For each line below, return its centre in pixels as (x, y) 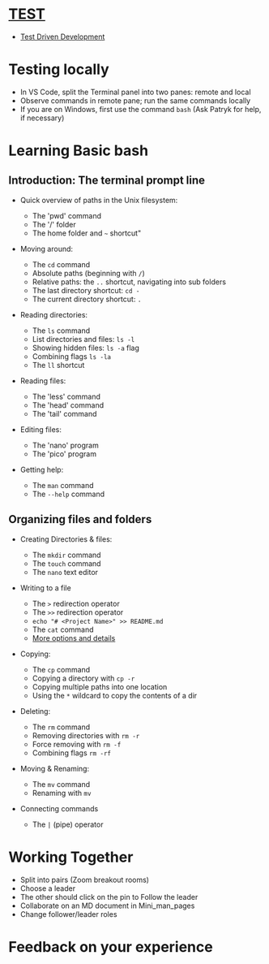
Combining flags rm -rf (72, 753)
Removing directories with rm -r (86, 735)
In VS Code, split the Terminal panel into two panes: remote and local (135, 92)
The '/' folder (54, 224)
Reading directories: (53, 314)
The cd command (61, 264)
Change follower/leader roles (68, 914)
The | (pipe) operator (68, 824)
